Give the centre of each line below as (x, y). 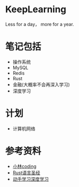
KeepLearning (36, 9)
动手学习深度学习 (31, 179)
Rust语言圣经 (27, 173)
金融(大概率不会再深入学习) (41, 84)
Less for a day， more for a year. (40, 24)
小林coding (24, 166)
